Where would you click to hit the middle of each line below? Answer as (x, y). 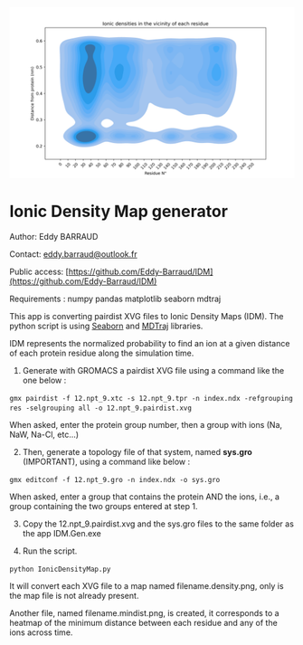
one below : (44, 380)
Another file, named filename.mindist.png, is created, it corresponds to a (144, 613)
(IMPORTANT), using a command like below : (106, 462)
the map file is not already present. (74, 596)
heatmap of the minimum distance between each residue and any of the (143, 623)
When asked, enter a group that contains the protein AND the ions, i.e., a (145, 497)
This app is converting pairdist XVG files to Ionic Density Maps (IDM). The (147, 317)
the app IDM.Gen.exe (62, 534)
